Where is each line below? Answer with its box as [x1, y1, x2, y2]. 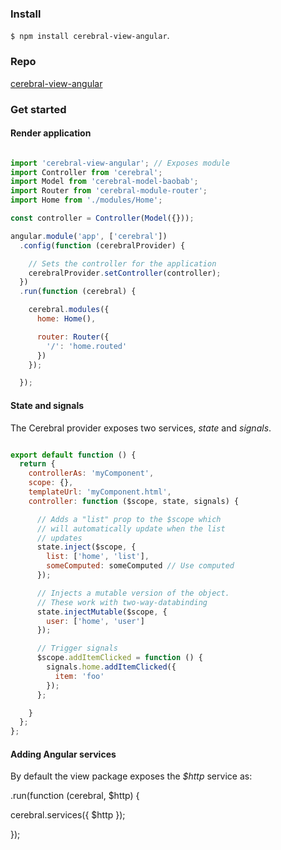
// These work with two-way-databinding [36, 597, 208, 607]
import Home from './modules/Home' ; [10, 195, 163, 206]
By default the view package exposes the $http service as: [10, 770, 253, 782]
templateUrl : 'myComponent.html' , [28, 487, 172, 497]
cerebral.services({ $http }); [10, 809, 126, 821]
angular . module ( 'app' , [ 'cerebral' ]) [10, 231, 168, 241]
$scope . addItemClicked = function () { [36, 653, 203, 663]
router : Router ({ [36, 332, 110, 342]
